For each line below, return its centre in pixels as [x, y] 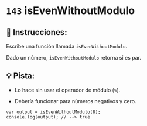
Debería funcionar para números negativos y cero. [75, 101]
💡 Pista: [20, 76]
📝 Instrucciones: [37, 32]
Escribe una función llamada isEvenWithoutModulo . [67, 46]
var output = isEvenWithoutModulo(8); [53, 112]
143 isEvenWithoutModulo [71, 11]
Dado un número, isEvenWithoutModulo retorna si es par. [74, 57]
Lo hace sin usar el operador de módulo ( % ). [67, 90]
